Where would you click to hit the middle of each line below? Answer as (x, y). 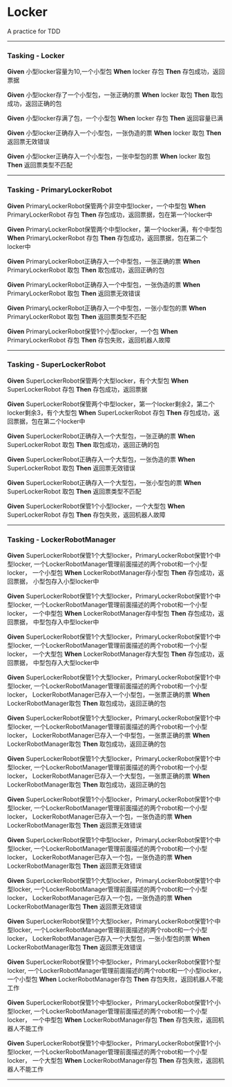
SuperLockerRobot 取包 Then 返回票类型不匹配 (74, 491)
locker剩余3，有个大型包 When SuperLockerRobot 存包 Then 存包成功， (110, 412)
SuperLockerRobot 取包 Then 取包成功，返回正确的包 (84, 444)
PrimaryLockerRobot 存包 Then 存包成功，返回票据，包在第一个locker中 (110, 214)
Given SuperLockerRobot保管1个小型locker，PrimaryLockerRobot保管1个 (111, 799)
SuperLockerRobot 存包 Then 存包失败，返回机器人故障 (86, 514)
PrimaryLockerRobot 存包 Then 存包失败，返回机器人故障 (89, 340)
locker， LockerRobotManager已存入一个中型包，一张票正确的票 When (109, 736)
